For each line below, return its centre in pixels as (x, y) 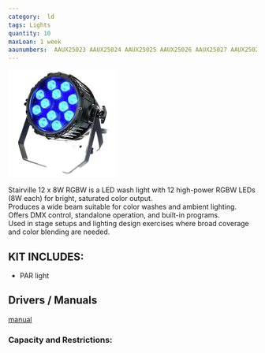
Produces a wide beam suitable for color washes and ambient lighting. (123, 207)
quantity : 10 (30, 33)
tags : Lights (30, 25)
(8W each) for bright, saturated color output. (80, 199)
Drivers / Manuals (53, 301)
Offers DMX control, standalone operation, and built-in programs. (114, 215)
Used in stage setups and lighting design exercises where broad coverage (129, 224)
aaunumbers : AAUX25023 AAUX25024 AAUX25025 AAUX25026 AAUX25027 (118, 50)
